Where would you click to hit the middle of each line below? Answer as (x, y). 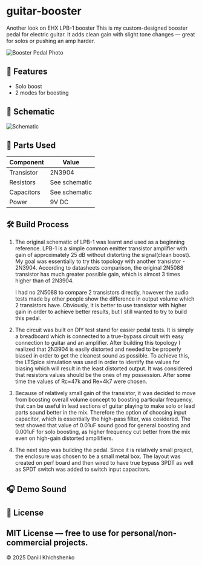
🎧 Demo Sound (36, 489)
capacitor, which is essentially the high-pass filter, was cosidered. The (103, 419)
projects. (71, 543)
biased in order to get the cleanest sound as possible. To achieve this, (102, 356)
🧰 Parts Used (31, 145)
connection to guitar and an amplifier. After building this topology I (97, 343)
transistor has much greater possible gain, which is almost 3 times (97, 275)
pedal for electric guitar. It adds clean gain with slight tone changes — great (101, 34)
